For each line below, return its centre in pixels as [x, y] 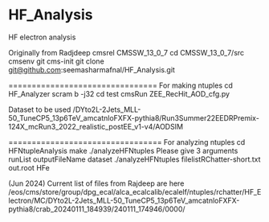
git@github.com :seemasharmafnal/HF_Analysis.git [92, 69]
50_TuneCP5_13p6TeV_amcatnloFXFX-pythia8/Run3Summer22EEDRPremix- [134, 117]
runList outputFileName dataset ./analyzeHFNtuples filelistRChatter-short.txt [134, 159]
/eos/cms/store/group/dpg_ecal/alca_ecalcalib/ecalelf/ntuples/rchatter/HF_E [135, 191]
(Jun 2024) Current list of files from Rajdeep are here [96, 183]
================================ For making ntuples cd [120, 85]
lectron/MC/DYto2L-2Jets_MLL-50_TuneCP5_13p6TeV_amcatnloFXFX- [124, 200]
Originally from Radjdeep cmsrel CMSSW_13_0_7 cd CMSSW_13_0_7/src [126, 52]
